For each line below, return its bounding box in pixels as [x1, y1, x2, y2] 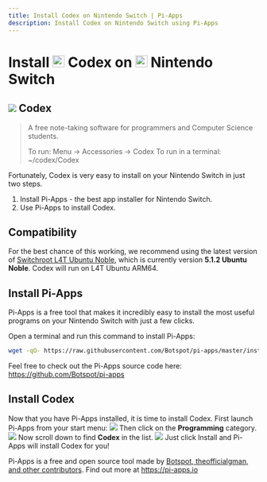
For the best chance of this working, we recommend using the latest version [8, 247, 257, 256]
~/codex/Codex [27, 155, 79, 164]
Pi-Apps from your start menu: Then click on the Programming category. [8, 422, 257, 433]
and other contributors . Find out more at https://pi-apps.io [8, 465, 199, 474]
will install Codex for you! [27, 441, 110, 450]
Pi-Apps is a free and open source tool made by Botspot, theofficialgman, [8, 456, 249, 465]
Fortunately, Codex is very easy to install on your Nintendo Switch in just [8, 170, 246, 179]
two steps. [8, 179, 43, 188]
